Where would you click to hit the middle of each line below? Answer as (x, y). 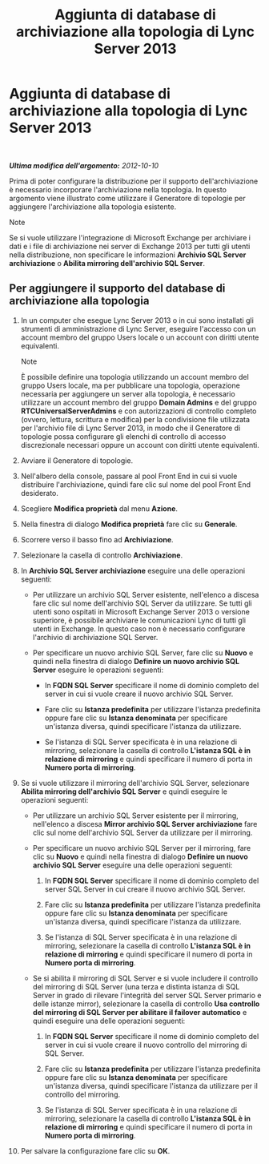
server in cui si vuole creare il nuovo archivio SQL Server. (139, 694)
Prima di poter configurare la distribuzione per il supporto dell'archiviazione (134, 181)
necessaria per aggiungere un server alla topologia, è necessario (128, 393)
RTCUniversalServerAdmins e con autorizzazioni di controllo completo (139, 411)
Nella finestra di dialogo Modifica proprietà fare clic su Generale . (129, 524)
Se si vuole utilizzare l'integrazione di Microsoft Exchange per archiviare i (130, 237)
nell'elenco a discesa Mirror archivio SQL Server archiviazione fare (145, 824)
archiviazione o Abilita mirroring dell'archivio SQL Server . (107, 263)
